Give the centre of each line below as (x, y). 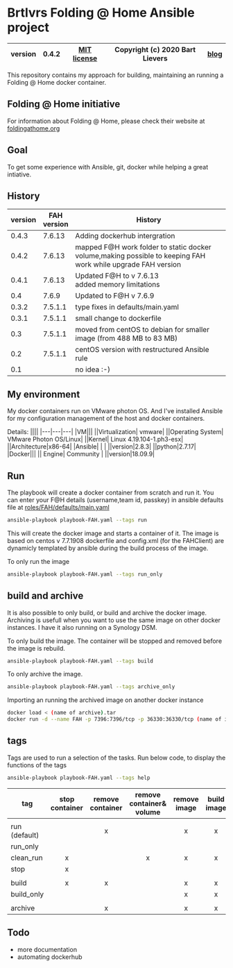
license (85, 58)
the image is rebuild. (36, 648)
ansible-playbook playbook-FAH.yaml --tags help (79, 778)
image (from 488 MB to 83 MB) (127, 338)
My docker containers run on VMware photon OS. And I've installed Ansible (115, 411)
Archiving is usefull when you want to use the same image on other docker (114, 620)
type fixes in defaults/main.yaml (127, 307)
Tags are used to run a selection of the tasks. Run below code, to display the (116, 758)
